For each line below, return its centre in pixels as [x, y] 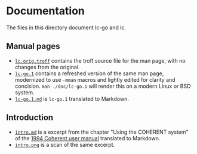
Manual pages [33, 46]
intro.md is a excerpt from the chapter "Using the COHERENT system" [101, 132]
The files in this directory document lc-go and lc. [66, 27]
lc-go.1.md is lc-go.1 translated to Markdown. [72, 98]
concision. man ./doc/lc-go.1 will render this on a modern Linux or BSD [103, 86]
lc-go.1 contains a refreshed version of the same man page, [89, 73]
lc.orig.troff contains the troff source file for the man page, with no [100, 60]
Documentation [46, 11]
